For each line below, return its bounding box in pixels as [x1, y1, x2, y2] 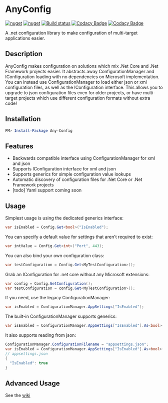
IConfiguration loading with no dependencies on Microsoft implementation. [5, 74, 159, 80]
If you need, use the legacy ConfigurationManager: [5, 295, 110, 301]
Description [5, 50, 42, 58]
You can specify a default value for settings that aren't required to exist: [5, 234, 153, 240]
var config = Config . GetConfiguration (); [5, 281, 93, 286]
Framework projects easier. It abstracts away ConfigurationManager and [5, 68, 154, 74]
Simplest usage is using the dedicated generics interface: [5, 215, 124, 221]
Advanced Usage [5, 379, 60, 387]
